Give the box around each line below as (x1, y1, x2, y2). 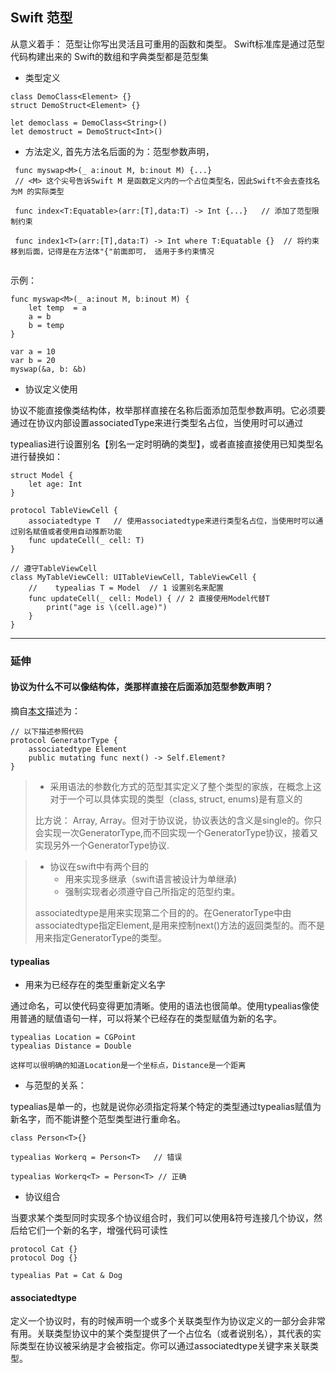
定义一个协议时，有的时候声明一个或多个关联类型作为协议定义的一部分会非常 (10, 1315, 326, 1327)
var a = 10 (10, 346, 56, 357)
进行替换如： (10, 450, 63, 462)
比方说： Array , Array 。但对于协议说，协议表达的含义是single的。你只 (34, 814, 323, 826)
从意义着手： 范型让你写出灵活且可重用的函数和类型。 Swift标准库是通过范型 (10, 38, 325, 50)
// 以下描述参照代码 (10, 726, 84, 737)
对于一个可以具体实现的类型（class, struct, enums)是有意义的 (49, 793, 303, 805)
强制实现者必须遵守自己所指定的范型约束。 (64, 885, 241, 897)
